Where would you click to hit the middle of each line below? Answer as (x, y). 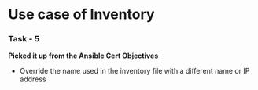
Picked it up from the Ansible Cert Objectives (83, 56)
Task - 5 (24, 39)
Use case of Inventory (81, 14)
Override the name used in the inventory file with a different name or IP (135, 71)
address (33, 79)
